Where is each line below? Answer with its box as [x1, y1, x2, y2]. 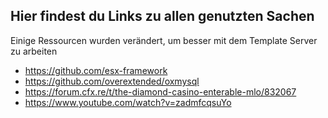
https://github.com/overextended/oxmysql [24, 75, 200, 87]
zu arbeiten [10, 45, 58, 57]
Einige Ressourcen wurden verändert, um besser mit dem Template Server [10, 34, 318, 46]
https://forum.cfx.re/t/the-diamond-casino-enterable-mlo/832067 [24, 85, 297, 98]
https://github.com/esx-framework [24, 64, 168, 76]
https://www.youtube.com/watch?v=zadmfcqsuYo [24, 96, 232, 108]
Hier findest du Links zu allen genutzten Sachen [10, 8, 315, 25]
